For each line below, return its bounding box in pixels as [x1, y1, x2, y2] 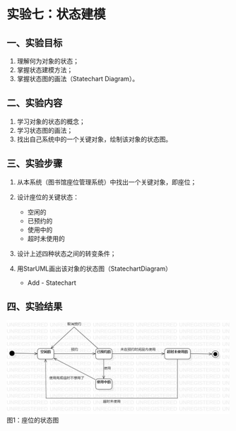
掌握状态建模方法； [16, 66, 73, 74]
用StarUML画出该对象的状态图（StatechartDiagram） [16, 264, 172, 273]
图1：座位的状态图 [6, 416, 59, 425]
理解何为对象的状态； [16, 57, 79, 65]
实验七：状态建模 [6, 6, 107, 23]
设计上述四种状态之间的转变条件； [16, 249, 117, 258]
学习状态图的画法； [16, 126, 73, 134]
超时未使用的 [27, 234, 65, 242]
